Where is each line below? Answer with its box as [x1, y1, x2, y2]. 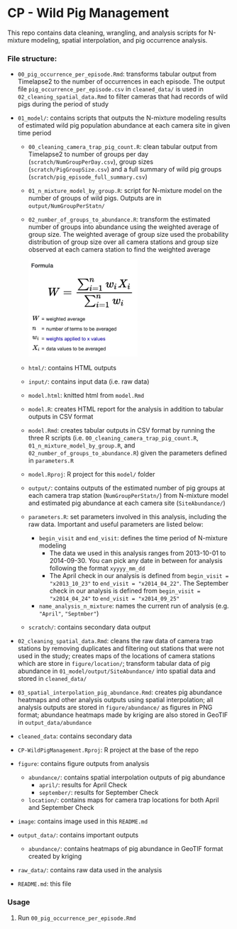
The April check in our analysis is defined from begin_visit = [49, 572, 229, 580]
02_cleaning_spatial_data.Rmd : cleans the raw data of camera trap [17, 637, 214, 645]
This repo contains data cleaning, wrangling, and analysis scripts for [7, 28, 207, 37]
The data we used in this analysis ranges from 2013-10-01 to [49, 549, 226, 557]
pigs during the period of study [17, 100, 109, 109]
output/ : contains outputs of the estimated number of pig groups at [28, 484, 226, 492]
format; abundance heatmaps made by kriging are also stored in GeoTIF [17, 711, 228, 719]
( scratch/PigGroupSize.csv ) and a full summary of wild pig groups [28, 165, 222, 174]
